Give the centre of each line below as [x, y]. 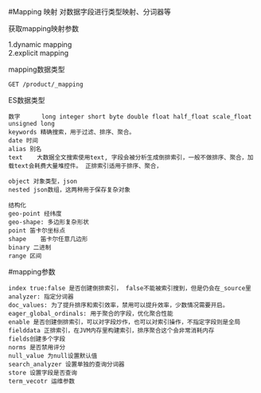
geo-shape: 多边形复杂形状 [49, 222]
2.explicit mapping [39, 53]
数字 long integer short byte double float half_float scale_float [130, 117]
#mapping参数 [32, 272]
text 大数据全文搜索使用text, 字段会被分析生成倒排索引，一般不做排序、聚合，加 [131, 158]
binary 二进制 [30, 247]
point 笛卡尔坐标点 [37, 231]
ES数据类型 [27, 100]
